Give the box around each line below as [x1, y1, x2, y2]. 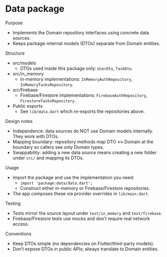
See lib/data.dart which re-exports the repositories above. [20, 108, 145, 114]
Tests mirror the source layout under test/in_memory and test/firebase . [12, 210, 162, 216]
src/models [12, 60, 36, 66]
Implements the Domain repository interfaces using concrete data [12, 29, 149, 35]
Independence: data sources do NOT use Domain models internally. [12, 127, 154, 134]
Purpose [5, 20, 23, 26]
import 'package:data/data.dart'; [20, 181, 93, 186]
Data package [5, 3, 65, 15]
